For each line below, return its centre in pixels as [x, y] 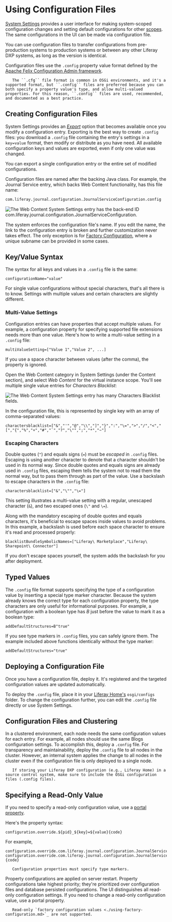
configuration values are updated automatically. [56, 684]
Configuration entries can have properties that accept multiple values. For [83, 324]
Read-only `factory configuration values [57, 910]
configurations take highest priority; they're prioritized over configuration [82, 884]
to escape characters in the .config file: [47, 482]
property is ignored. [26, 364]
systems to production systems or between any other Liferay [93, 50]
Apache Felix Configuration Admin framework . [54, 71]
